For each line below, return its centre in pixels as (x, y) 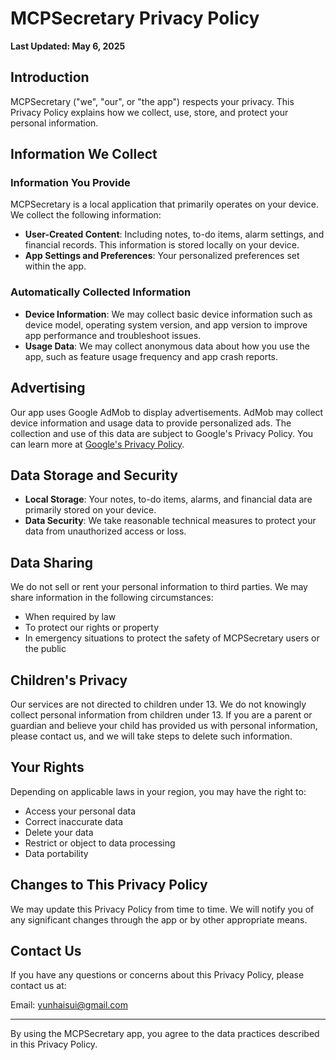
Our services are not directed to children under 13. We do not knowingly (158, 704)
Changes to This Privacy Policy (109, 885)
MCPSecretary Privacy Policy (135, 18)
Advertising (48, 388)
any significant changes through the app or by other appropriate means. (159, 919)
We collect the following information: (86, 215)
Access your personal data (80, 811)
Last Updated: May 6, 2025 (68, 46)
